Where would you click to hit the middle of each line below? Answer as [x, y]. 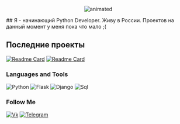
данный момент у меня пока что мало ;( [56, 27]
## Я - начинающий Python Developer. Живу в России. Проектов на [90, 20]
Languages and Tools [37, 74]
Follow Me [21, 102]
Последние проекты [46, 45]
